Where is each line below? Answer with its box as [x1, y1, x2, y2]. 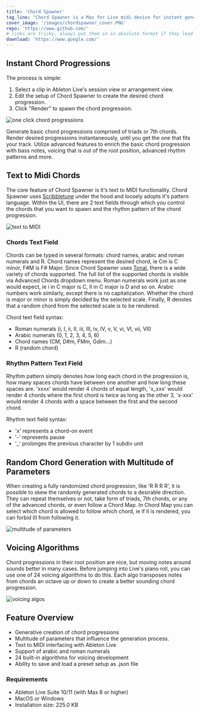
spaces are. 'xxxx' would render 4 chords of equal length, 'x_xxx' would [6, 385, 183, 393]
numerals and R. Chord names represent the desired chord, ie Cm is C [6, 257, 179, 265]
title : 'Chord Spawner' [6, 8, 65, 15]
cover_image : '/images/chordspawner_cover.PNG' [6, 20, 127, 26]
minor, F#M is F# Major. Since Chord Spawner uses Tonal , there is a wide [6, 264, 186, 271]
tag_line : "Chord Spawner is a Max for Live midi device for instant [6, 14, 183, 20]
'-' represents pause [14, 434, 65, 441]
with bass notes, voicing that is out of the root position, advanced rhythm [6, 147, 186, 154]
